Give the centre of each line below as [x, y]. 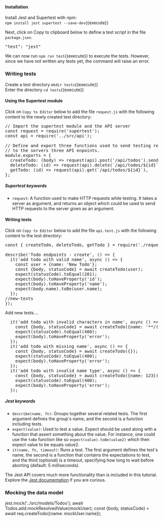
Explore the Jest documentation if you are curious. [56, 480]
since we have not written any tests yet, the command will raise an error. [77, 61]
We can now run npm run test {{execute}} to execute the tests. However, [77, 56]
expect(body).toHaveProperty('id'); [59, 279]
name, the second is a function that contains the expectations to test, [81, 455]
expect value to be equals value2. [46, 444]
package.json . [19, 38]
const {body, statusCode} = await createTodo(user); [79, 269]
